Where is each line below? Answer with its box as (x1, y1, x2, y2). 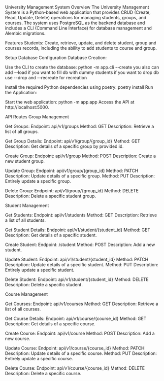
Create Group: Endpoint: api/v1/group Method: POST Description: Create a (5, 153, 156, 159)
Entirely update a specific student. (5, 267, 75, 273)
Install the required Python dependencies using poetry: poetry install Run (5, 84, 154, 90)
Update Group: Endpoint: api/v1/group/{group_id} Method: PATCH (5, 168, 139, 173)
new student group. (5, 158, 45, 164)
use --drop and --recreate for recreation (5, 75, 87, 80)
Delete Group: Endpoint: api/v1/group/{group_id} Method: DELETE (5, 188, 139, 194)
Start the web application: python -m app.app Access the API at (5, 99, 134, 105)
